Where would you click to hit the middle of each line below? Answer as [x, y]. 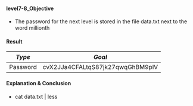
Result [14, 41]
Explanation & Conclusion [39, 83]
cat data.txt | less [36, 96]
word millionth [32, 28]
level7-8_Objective [30, 8]
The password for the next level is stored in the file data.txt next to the [101, 21]
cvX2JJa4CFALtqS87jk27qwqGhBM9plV [100, 67]
